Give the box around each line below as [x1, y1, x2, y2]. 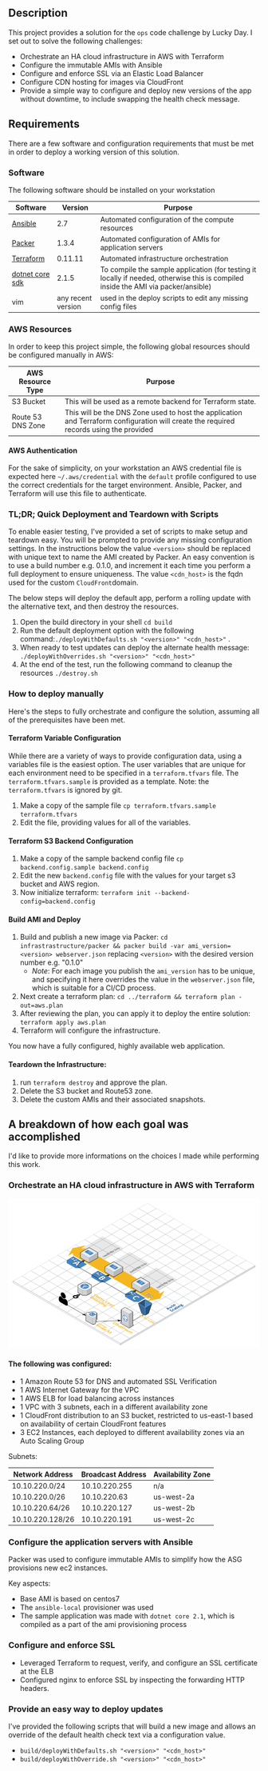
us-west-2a [152, 1492, 195, 1502]
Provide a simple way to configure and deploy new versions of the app [19, 86, 252, 95]
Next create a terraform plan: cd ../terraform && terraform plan [19, 992, 235, 1001]
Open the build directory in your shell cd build [19, 618, 173, 627]
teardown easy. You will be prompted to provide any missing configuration [8, 535, 253, 545]
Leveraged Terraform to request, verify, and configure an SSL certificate [19, 1657, 258, 1667]
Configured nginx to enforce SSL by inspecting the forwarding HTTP [19, 1675, 245, 1685]
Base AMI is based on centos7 [19, 1594, 120, 1604]
